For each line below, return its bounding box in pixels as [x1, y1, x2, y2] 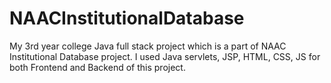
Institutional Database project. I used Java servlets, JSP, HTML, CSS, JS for [9, 50, 321, 62]
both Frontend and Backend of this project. [9, 61, 186, 73]
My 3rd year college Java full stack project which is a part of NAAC [9, 40, 287, 52]
